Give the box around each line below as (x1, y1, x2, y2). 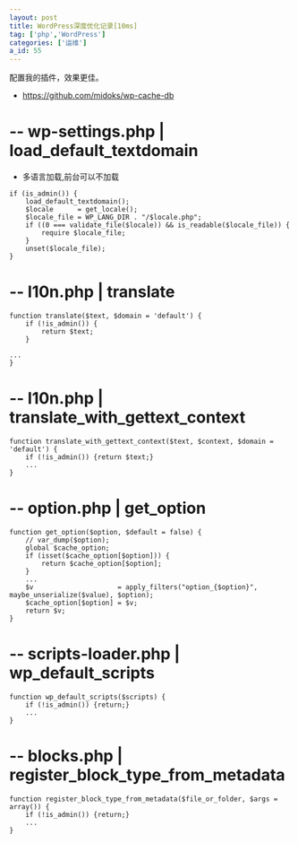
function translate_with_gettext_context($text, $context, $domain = (9, 437, 275, 446)
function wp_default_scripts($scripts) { (9, 692, 166, 701)
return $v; (25, 606, 66, 615)
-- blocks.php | (9, 746, 123, 766)
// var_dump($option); (25, 535, 110, 544)
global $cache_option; (25, 543, 110, 552)
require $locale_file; (41, 229, 126, 238)
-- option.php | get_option (9, 499, 207, 518)
